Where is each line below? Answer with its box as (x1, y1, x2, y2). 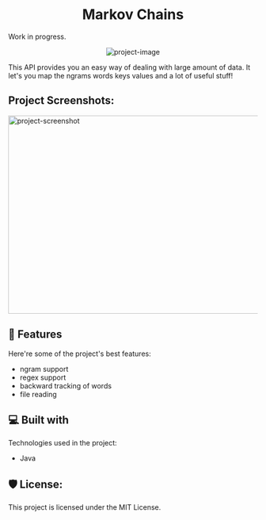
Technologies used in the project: (8, 438, 117, 448)
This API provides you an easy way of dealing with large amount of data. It (8, 62, 251, 72)
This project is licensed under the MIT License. (8, 503, 161, 512)
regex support (19, 373, 66, 382)
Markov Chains (82, 6, 184, 24)
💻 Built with (8, 413, 70, 426)
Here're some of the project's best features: (8, 349, 152, 358)
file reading (19, 389, 57, 399)
